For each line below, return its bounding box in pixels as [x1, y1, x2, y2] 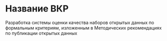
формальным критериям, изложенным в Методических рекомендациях [5, 24, 162, 30]
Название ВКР [5, 3, 69, 14]
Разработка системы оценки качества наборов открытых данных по [5, 19, 154, 25]
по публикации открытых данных [5, 30, 78, 36]
